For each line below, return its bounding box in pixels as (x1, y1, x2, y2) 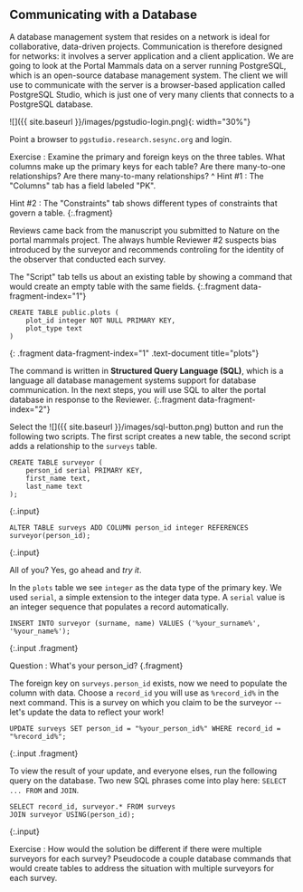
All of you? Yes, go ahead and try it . (9, 564, 142, 575)
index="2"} (9, 403, 52, 415)
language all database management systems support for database (9, 375, 257, 386)
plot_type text (25, 323, 83, 333)
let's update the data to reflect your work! (9, 706, 165, 717)
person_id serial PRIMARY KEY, (25, 465, 144, 475)
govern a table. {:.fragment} (9, 207, 113, 218)
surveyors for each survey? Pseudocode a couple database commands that (9, 853, 292, 864)
